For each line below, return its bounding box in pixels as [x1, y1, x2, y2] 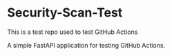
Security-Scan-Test [7, 5, 123, 21]
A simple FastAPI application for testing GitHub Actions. [7, 41, 166, 49]
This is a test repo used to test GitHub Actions [7, 28, 138, 36]
